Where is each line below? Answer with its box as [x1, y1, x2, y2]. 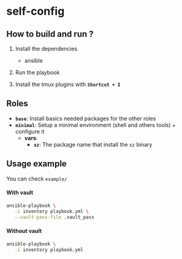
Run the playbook [15, 69, 60, 76]
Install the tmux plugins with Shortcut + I [15, 81, 121, 88]
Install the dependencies [15, 45, 78, 52]
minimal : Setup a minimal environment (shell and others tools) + [15, 121, 176, 128]
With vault [6, 189, 34, 196]
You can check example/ [6, 175, 67, 182]
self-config [6, 4, 65, 18]
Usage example [6, 158, 67, 169]
